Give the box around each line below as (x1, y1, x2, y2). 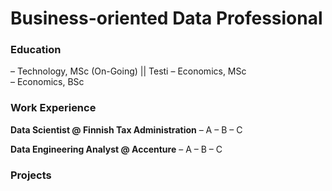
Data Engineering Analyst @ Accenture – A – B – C (10, 143, 223, 155)
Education (10, 43, 62, 57)
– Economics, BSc (10, 76, 85, 88)
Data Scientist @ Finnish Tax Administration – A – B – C (10, 123, 243, 136)
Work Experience (10, 101, 97, 115)
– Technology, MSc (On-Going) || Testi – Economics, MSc (10, 65, 247, 77)
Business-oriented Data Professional (10, 7, 323, 30)
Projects (10, 168, 52, 182)
